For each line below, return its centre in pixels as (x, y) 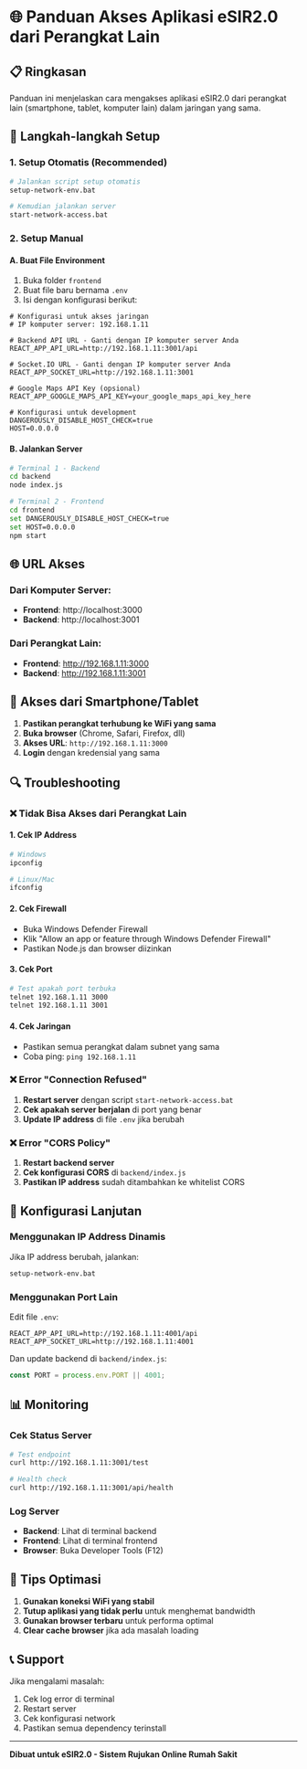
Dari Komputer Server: (60, 589)
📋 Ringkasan (48, 72)
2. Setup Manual (47, 238)
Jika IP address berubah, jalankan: (74, 1256)
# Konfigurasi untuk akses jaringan (79, 317)
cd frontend (32, 510)
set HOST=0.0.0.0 (42, 527)
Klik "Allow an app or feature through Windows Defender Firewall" (147, 938)
